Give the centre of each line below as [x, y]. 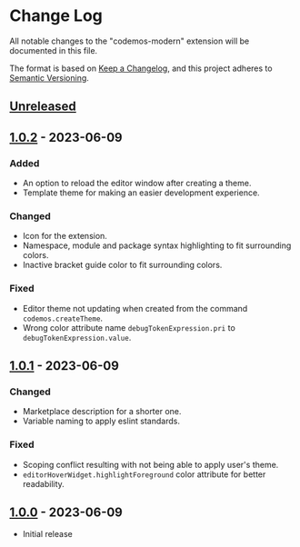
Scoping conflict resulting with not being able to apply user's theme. [150, 464]
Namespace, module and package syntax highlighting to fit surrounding [157, 245]
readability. [44, 483]
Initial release [47, 534]
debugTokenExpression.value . [77, 337]
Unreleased [43, 107]
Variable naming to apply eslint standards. [101, 421]
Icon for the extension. [65, 236]
